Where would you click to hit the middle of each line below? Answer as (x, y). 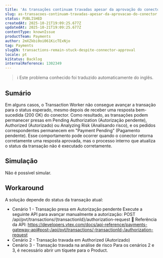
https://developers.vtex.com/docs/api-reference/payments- (87, 224)
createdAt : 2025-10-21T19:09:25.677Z (43, 23)
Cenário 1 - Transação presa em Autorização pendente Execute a (77, 209)
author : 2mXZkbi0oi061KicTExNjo (38, 41)
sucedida (14, 115)
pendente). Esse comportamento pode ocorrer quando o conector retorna (79, 136)
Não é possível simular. (28, 173)
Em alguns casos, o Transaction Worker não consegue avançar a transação (81, 105)
